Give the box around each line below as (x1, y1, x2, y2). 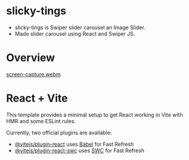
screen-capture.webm (6, 70, 61, 78)
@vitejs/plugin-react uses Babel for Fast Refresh (14, 140, 134, 148)
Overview (6, 51, 55, 65)
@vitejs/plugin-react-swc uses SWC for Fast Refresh (14, 147, 144, 154)
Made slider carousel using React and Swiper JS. (14, 30, 136, 37)
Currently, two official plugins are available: (6, 129, 112, 136)
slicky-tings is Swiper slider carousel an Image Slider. (14, 24, 146, 31)
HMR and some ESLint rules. (6, 117, 76, 124)
